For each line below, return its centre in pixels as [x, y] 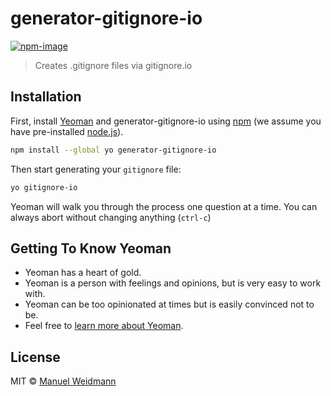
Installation [46, 97]
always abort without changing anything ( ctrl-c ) [111, 217]
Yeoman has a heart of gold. [83, 273]
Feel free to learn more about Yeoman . [104, 326]
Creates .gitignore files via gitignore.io [113, 65]
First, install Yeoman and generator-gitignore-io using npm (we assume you [166, 121]
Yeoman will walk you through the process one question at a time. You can [164, 206]
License [35, 357]
